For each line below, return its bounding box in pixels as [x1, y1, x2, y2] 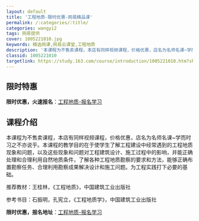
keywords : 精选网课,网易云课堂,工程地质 [6, 42, 96, 48]
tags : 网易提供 [6, 31, 40, 37]
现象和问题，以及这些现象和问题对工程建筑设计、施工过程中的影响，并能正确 [6, 149, 193, 156]
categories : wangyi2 [6, 25, 57, 31]
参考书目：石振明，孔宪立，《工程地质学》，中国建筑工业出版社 [6, 196, 157, 203]
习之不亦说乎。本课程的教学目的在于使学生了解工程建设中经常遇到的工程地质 [6, 141, 193, 148]
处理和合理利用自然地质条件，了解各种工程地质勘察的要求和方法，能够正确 [6, 156, 188, 163]
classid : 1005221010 [6, 53, 57, 58]
